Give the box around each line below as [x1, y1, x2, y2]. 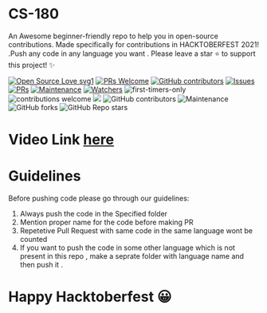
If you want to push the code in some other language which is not [19, 243, 235, 252]
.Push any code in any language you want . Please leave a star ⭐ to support [8, 49, 256, 58]
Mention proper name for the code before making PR [19, 217, 194, 228]
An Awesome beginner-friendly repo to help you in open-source [8, 31, 219, 41]
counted [19, 235, 48, 244]
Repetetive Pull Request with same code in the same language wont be [19, 226, 253, 236]
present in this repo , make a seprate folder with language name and [19, 252, 245, 261]
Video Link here [8, 131, 114, 149]
